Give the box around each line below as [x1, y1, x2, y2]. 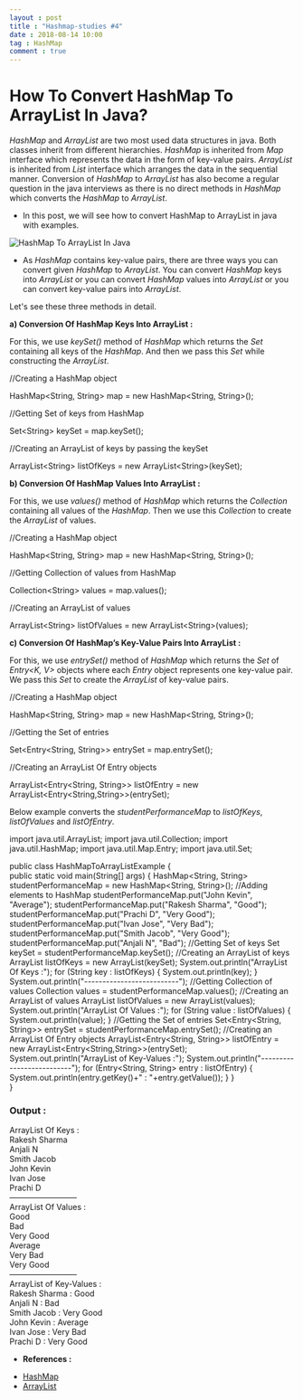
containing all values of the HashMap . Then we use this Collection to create [9, 506, 292, 516]
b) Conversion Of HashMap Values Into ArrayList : [9, 478, 201, 489]
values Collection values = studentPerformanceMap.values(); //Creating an [9, 986, 289, 997]
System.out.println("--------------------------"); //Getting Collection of [9, 976, 273, 987]
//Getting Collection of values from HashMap [9, 567, 176, 579]
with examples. [22, 220, 80, 231]
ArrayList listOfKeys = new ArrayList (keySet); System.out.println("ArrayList [9, 957, 288, 968]
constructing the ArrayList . [9, 355, 109, 366]
